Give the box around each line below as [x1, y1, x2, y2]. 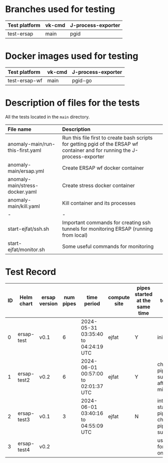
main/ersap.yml [7, 167, 44, 174]
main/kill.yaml [7, 203, 40, 210]
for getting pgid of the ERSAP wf [62, 140, 138, 147]
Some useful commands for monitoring [62, 243, 154, 250]
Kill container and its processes [62, 200, 136, 207]
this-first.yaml [7, 147, 41, 154]
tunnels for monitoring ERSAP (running [62, 225, 153, 232]
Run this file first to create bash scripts [62, 134, 153, 141]
